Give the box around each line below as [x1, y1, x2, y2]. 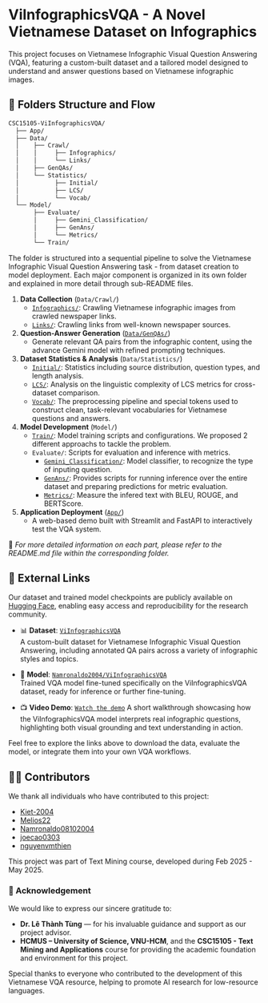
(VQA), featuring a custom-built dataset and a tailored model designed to [8, 58, 249, 67]
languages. [8, 985, 46, 995]
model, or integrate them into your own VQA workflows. [8, 747, 192, 757]
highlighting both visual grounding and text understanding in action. [19, 723, 243, 733]
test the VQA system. [31, 524, 102, 534]
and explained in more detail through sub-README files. [8, 278, 194, 288]
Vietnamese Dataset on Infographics [8, 22, 258, 41]
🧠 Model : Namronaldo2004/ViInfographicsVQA [19, 669, 167, 679]
